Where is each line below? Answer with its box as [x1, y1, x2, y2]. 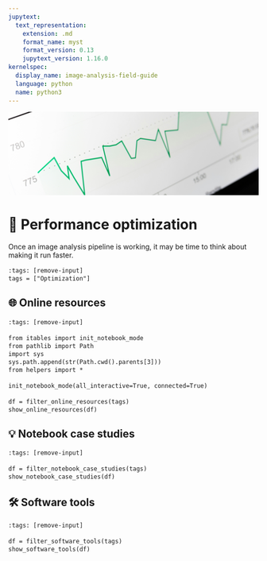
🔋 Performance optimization [8, 215, 198, 234]
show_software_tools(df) [8, 545, 91, 554]
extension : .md [22, 29, 73, 37]
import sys [8, 350, 44, 358]
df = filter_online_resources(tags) [8, 397, 130, 405]
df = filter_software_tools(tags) [8, 537, 123, 546]
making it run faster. [8, 250, 74, 260]
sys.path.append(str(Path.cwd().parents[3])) [8, 358, 161, 366]
